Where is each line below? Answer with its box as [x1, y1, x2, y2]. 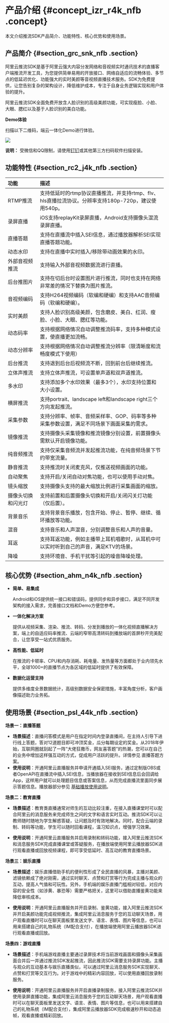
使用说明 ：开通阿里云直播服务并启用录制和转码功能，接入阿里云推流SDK [12, 835, 163, 841]
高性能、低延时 [12, 647, 44, 653]
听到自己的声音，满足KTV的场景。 [55, 543, 136, 550]
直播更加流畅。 [55, 333, 91, 340]
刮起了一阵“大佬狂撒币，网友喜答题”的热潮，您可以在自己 [43, 746, 162, 752]
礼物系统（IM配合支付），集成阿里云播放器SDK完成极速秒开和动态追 [21, 1006, 161, 1012]
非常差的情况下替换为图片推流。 [40, 282, 116, 289]
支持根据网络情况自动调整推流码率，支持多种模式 [40, 326, 156, 333]
